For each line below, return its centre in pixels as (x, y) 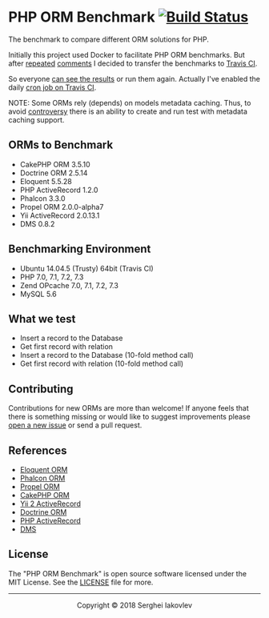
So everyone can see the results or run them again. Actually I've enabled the (134, 78)
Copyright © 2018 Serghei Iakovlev (134, 605)
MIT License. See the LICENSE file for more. (81, 582)
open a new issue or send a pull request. (75, 425)
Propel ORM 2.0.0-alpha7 (62, 207)
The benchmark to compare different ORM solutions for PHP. (109, 39)
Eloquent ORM (44, 470)
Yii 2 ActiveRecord (50, 504)
